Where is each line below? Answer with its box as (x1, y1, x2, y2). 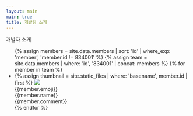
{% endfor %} (14, 104, 48, 111)
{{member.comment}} (14, 98, 68, 105)
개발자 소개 (6, 36, 31, 43)
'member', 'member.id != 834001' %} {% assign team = (14, 54, 148, 61)
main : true (6, 14, 33, 20)
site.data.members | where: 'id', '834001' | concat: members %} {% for (14, 60, 185, 67)
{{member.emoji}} (14, 86, 58, 93)
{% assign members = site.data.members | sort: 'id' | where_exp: (14, 48, 171, 55)
